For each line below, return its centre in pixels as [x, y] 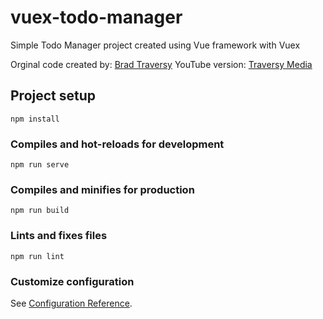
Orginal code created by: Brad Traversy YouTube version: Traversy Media [161, 64]
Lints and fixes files [59, 236]
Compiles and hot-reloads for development [117, 144]
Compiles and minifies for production [102, 189]
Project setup [53, 96]
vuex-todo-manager [96, 17]
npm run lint [37, 256]
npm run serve [40, 165]
